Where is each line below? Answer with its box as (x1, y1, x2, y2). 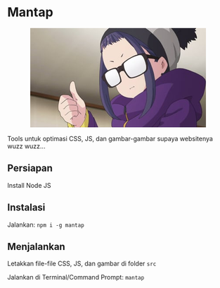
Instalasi (7, 202, 46, 214)
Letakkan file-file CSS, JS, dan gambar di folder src (7, 259, 157, 268)
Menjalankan (7, 241, 65, 253)
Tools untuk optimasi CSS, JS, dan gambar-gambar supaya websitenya (7, 134, 213, 143)
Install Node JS (7, 181, 51, 189)
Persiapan (7, 162, 53, 174)
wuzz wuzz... (7, 142, 46, 150)
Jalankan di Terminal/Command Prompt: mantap (7, 273, 145, 282)
